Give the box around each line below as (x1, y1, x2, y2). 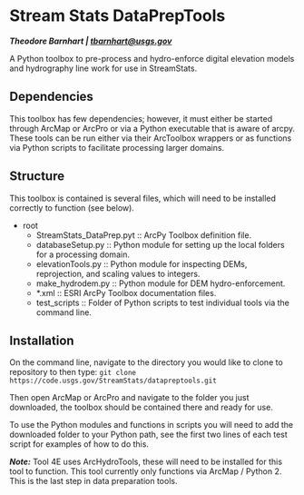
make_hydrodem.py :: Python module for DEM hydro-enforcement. (35, 278, 286, 289)
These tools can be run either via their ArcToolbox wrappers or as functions (9, 133, 292, 144)
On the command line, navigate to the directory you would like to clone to (9, 357, 283, 368)
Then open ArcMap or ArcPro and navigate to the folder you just (9, 392, 250, 403)
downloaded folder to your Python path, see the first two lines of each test (9, 429, 288, 441)
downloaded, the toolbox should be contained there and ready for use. (9, 401, 274, 413)
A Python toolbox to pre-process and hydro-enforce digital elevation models (9, 53, 295, 64)
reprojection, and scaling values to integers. (35, 268, 201, 279)
